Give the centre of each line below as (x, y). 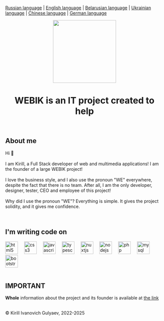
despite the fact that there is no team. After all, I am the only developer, (79, 185)
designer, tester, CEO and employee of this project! (58, 190)
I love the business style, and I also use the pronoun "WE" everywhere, (79, 180)
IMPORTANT (25, 286)
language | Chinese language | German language (56, 13)
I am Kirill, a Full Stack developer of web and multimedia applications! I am (82, 164)
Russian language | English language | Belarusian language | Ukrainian (78, 8)
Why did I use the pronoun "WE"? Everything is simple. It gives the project (82, 201)
